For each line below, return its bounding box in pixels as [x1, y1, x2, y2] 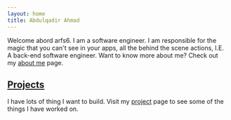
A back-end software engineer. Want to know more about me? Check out [7, 51, 219, 60]
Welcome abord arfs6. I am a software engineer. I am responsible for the [7, 36, 217, 44]
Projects [7, 79, 45, 91]
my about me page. [7, 58, 64, 67]
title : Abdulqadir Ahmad [7, 17, 80, 24]
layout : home [7, 10, 46, 18]
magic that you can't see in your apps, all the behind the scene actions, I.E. [7, 44, 225, 52]
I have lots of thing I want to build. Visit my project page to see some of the [7, 98, 224, 106]
